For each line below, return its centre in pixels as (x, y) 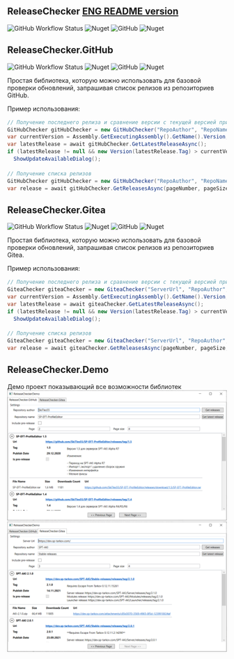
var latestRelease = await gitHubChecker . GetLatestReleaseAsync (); (107, 144)
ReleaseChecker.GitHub (60, 50)
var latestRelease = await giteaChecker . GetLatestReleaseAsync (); (106, 304)
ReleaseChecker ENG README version (93, 11)
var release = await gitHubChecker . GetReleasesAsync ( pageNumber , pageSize (118, 188)
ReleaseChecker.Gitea (56, 210)
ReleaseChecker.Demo (58, 370)
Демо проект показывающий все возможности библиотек (94, 386)
